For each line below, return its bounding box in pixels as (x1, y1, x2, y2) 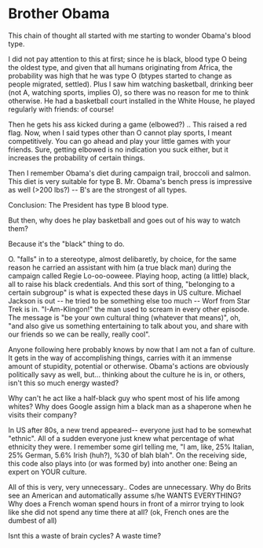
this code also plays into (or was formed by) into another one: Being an (8, 458, 238, 468)
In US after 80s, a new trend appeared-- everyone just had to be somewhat (8, 425, 252, 435)
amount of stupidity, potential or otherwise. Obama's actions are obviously (8, 361, 250, 370)
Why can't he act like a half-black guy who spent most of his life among (8, 393, 240, 403)
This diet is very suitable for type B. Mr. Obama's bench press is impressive (8, 176, 253, 186)
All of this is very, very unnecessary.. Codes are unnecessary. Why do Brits (8, 482, 251, 491)
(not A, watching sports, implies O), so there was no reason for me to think (8, 87, 250, 97)
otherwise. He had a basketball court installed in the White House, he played (8, 96, 255, 105)
